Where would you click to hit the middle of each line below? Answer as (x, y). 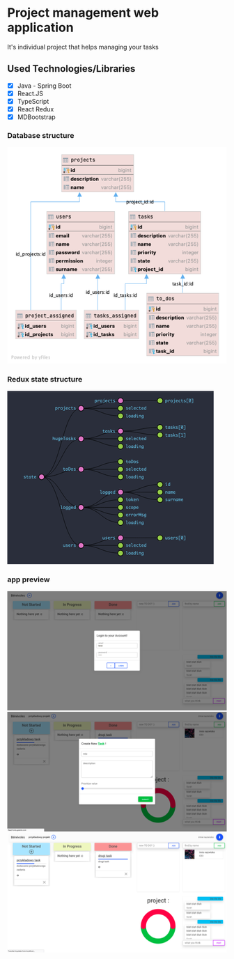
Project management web (83, 13)
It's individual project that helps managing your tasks (83, 47)
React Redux (36, 109)
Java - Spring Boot (44, 86)
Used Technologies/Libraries (71, 69)
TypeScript (33, 101)
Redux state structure (45, 380)
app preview (29, 579)
